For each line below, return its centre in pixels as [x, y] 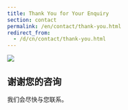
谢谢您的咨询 [34, 81]
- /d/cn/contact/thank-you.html [60, 39]
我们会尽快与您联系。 [37, 99]
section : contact [32, 20]
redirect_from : [29, 33]
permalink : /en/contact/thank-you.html [64, 26]
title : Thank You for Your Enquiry [58, 13]
